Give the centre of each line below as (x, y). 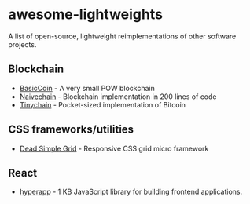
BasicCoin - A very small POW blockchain (87, 88)
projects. (22, 44)
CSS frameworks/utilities (71, 130)
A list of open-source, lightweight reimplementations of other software (122, 36)
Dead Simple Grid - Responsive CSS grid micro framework (114, 148)
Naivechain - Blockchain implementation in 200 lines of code (118, 97)
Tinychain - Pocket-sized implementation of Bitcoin (103, 104)
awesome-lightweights (86, 15)
